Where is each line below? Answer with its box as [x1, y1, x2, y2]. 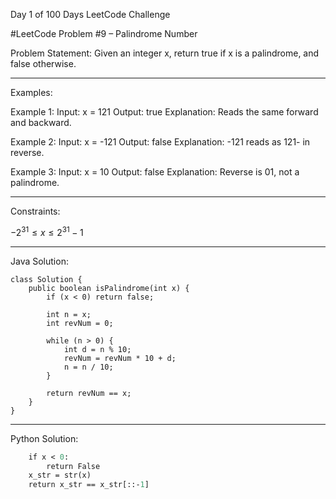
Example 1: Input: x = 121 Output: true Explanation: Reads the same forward [10, 106, 319, 118]
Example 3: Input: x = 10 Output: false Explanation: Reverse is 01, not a [10, 166, 300, 178]
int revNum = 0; [46, 318, 114, 328]
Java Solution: [10, 255, 69, 267]
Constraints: [10, 205, 61, 217]
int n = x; [46, 309, 92, 319]
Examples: [10, 87, 53, 98]
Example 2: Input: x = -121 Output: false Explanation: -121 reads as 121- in [10, 136, 311, 148]
